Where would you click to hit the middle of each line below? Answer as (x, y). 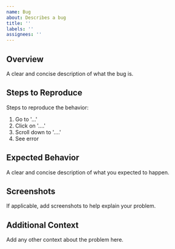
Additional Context (42, 225)
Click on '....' (30, 126)
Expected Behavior (43, 158)
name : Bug (19, 12)
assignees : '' (24, 35)
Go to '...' (26, 119)
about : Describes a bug (36, 18)
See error (27, 138)
